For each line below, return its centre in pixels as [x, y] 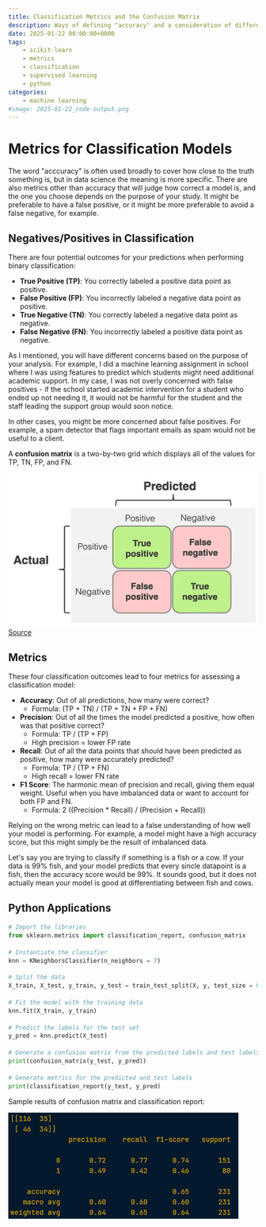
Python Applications [60, 908]
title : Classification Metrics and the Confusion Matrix [104, 17]
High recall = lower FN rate [75, 776]
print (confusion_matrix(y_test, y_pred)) [78, 1061]
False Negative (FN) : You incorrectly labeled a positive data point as [131, 332]
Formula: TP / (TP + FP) [70, 734]
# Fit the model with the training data [76, 1002]
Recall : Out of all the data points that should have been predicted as [131, 751]
